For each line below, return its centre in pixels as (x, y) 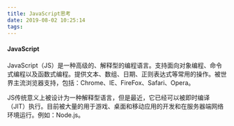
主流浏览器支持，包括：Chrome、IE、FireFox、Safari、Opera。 (104, 82)
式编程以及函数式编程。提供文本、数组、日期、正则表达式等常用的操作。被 (114, 74)
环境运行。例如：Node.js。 (46, 115)
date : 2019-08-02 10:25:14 (46, 20)
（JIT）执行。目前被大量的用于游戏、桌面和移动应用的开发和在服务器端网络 (116, 106)
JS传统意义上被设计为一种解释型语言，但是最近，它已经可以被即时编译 (109, 97)
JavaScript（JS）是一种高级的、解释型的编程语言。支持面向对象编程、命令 (115, 65)
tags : (15, 26)
